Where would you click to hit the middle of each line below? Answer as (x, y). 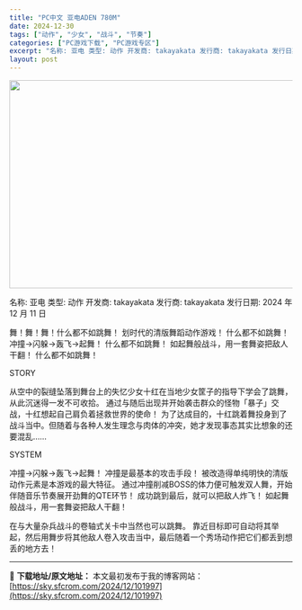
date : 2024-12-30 (42, 26)
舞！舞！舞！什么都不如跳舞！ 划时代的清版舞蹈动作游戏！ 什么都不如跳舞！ (149, 332)
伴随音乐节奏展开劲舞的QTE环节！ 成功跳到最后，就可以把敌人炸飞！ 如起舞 (149, 495)
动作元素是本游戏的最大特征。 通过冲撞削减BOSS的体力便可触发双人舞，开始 (151, 484)
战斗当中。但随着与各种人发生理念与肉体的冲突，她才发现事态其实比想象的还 (151, 425)
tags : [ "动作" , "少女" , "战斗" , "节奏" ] (80, 34)
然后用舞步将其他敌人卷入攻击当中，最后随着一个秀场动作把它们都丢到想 (159, 537)
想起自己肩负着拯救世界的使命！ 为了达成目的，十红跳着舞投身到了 (164, 414)
